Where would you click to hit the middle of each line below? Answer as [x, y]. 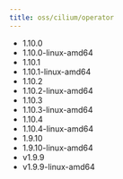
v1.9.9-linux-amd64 [59, 166]
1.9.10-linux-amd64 [58, 148]
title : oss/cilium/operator [62, 17]
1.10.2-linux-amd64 [58, 90]
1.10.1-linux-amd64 [57, 72]
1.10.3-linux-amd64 [57, 109]
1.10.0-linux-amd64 [57, 52]
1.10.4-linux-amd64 [58, 128]
